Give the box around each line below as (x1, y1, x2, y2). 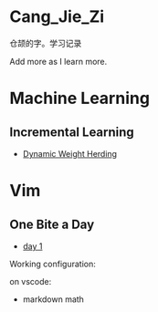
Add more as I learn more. (9, 56, 108, 67)
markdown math (22, 294, 85, 305)
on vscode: (9, 276, 52, 286)
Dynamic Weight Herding (22, 148, 117, 159)
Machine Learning (9, 88, 151, 109)
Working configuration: (9, 258, 96, 269)
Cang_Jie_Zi (9, 6, 105, 27)
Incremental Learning (9, 124, 134, 140)
